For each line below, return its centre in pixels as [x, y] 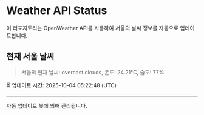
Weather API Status [57, 11]
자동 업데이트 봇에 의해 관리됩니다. [47, 105]
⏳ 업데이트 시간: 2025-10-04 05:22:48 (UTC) [62, 85]
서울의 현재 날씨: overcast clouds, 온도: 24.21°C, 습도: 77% [93, 72]
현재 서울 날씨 [30, 57]
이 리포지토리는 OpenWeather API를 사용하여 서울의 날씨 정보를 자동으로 [93, 28]
